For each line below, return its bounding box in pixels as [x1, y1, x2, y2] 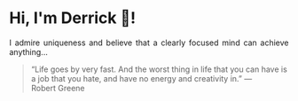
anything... [9, 46, 49, 57]
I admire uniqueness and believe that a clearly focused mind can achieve [9, 37, 289, 48]
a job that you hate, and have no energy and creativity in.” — [30, 73, 253, 83]
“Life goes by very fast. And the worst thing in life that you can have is [30, 64, 288, 74]
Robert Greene [30, 82, 85, 93]
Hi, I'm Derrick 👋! [9, 8, 136, 28]
